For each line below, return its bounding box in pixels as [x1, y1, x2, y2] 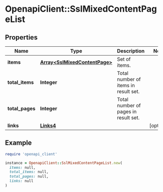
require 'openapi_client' [5, 152, 57, 156]
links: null [9, 179, 34, 184]
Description [117, 48, 145, 54]
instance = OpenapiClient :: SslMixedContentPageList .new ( [5, 160, 123, 165]
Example [5, 139, 32, 147]
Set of [117, 56, 131, 62]
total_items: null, [9, 170, 49, 174]
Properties [5, 33, 38, 41]
